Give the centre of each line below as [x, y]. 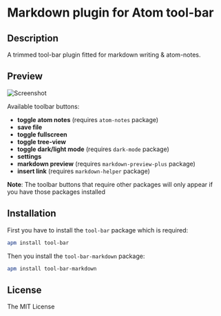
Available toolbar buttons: [43, 106]
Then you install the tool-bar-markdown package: [76, 256]
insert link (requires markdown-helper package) [83, 171]
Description [33, 38]
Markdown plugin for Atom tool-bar [110, 13]
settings [29, 156]
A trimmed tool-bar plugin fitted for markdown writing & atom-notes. [104, 55]
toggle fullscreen [42, 134]
